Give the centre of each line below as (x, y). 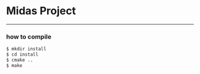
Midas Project (41, 11)
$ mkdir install (26, 49)
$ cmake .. (20, 60)
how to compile (29, 37)
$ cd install (22, 54)
